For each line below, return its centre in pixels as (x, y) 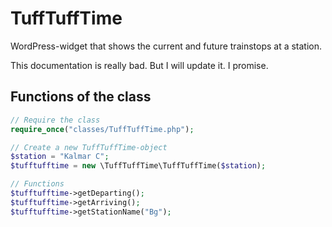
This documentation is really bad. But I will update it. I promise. (139, 65)
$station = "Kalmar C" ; (60, 157)
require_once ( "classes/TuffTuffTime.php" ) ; (102, 129)
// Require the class (55, 120)
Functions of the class (81, 97)
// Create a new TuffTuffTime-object (89, 147)
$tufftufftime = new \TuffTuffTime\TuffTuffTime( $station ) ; (138, 166)
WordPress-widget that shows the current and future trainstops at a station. (166, 46)
